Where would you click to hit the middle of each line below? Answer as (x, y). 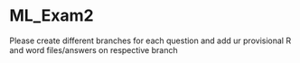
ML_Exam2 (52, 16)
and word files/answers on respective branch (94, 49)
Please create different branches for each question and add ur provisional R (150, 40)
